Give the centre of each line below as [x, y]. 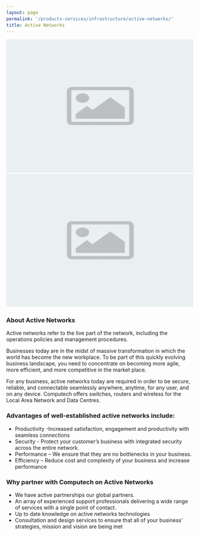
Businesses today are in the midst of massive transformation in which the [96, 351]
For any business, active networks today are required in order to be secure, [98, 381]
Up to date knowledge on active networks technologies [82, 513]
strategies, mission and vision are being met [69, 526]
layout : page [22, 12]
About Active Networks [41, 320]
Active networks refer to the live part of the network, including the [87, 333]
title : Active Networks [36, 25]
